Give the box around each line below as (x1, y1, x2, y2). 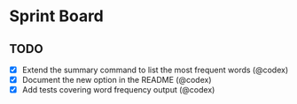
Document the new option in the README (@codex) (21, 75, 212, 85)
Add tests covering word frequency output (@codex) (21, 85, 215, 95)
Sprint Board (9, 6, 105, 26)
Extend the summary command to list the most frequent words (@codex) (21, 64, 289, 75)
